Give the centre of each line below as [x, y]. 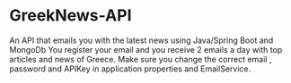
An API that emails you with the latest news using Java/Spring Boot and [141, 40]
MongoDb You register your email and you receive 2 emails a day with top [146, 49]
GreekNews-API [71, 16]
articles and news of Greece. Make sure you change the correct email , [141, 59]
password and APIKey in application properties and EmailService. [130, 69]
